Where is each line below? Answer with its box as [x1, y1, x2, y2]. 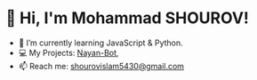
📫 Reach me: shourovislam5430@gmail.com [18, 60, 185, 71]
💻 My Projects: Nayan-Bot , [18, 47, 119, 58]
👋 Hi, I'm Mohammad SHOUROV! [5, 8, 250, 28]
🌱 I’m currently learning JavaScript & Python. [18, 37, 183, 48]
